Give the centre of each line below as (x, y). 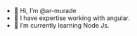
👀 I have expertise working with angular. (72, 18)
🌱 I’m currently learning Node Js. (61, 25)
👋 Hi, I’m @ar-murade (45, 11)
